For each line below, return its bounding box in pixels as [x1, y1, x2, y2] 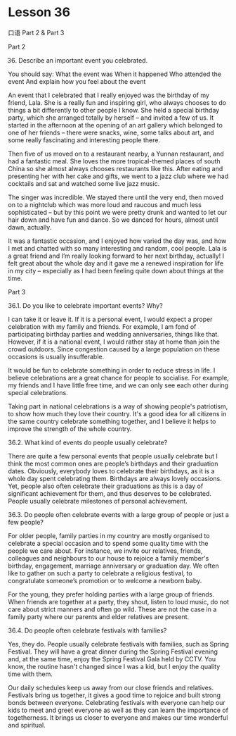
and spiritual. [8, 721, 46, 729]
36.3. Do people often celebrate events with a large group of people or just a [8, 510, 229, 518]
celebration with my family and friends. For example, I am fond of [8, 322, 197, 331]
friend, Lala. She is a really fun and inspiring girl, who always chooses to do [8, 98, 227, 106]
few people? [8, 518, 44, 526]
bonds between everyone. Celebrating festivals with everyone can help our [8, 698, 225, 706]
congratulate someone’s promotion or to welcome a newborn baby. [8, 576, 202, 585]
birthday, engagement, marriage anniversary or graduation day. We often [8, 561, 220, 570]
